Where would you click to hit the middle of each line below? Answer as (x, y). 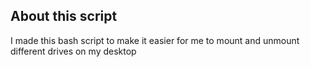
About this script (64, 16)
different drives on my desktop (73, 51)
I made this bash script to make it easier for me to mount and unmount (155, 40)
